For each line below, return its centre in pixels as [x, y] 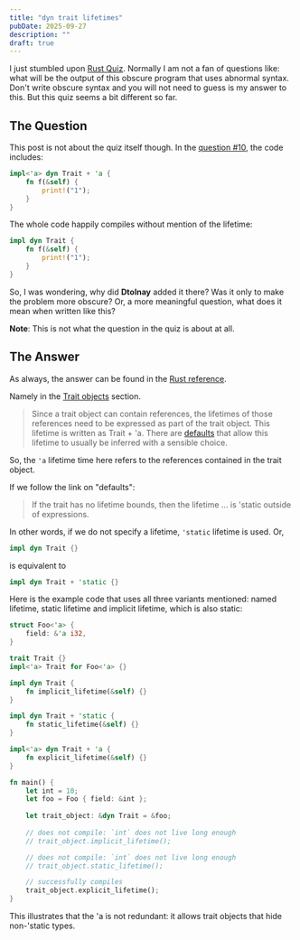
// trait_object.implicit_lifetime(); [98, 841]
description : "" [40, 34]
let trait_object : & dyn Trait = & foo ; [98, 816]
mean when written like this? [62, 311]
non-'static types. [42, 926]
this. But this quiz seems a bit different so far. [94, 98]
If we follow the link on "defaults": [72, 487]
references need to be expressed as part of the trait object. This [151, 423]
